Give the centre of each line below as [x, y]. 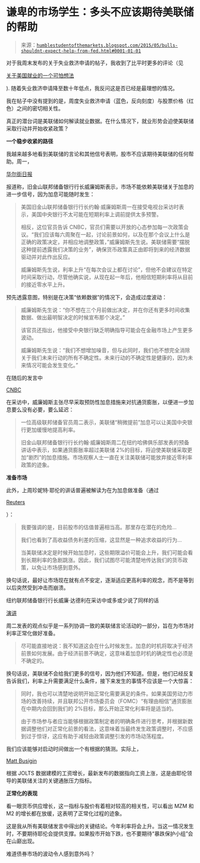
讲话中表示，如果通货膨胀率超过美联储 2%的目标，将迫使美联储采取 [104, 450]
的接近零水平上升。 [44, 284]
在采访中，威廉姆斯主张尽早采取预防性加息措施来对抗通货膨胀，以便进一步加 [100, 402]
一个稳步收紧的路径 [30, 141]
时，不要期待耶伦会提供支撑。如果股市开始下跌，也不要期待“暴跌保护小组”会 [100, 833]
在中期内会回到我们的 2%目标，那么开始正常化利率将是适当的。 [99, 708]
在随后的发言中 [24, 377]
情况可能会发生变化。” [52, 365]
